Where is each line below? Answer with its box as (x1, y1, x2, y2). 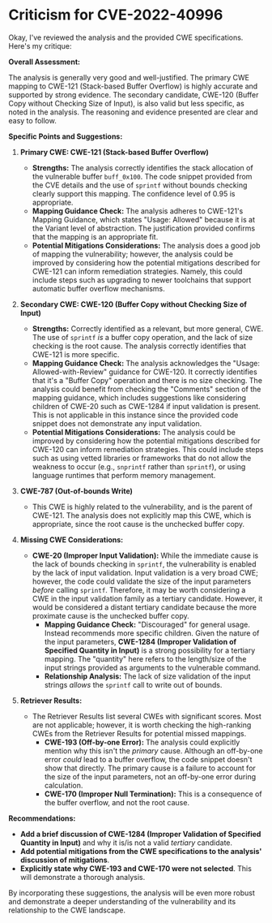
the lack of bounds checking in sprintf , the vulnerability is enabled (32, 559, 257, 569)
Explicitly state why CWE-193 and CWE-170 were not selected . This (19, 863, 253, 873)
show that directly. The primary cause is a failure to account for (44, 763, 257, 773)
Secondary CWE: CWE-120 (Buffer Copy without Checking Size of (19, 299, 247, 309)
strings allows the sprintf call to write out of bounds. (44, 679, 223, 689)
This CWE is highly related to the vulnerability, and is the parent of (32, 502, 253, 511)
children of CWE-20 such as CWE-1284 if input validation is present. (32, 401, 261, 411)
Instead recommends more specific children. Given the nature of (44, 628, 260, 638)
